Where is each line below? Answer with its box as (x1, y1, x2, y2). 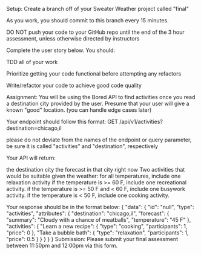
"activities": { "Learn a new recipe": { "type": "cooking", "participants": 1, (6, 223, 188, 230)
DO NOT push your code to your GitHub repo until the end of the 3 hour (6, 28, 185, 36)
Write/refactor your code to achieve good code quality (6, 82, 142, 89)
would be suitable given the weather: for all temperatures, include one (6, 172, 181, 179)
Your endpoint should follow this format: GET (6, 118, 118, 125)
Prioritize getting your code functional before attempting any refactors (6, 70, 182, 77)
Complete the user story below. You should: (6, 47, 116, 54)
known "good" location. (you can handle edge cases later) (6, 106, 152, 114)
